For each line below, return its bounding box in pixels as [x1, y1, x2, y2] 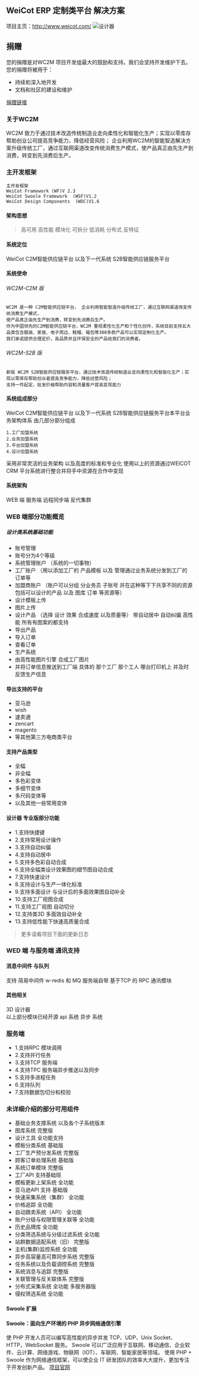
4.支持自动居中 [14, 851, 52, 858]
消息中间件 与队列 [6, 963, 49, 970]
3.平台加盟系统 [6, 442, 39, 448]
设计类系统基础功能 [6, 528, 53, 536]
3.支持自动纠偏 [14, 843, 52, 850]
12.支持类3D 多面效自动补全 [14, 910, 83, 918]
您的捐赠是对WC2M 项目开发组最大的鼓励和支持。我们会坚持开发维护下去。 [6, 58, 191, 65]
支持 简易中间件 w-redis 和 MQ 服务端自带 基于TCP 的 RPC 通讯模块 [6, 976, 172, 984]
